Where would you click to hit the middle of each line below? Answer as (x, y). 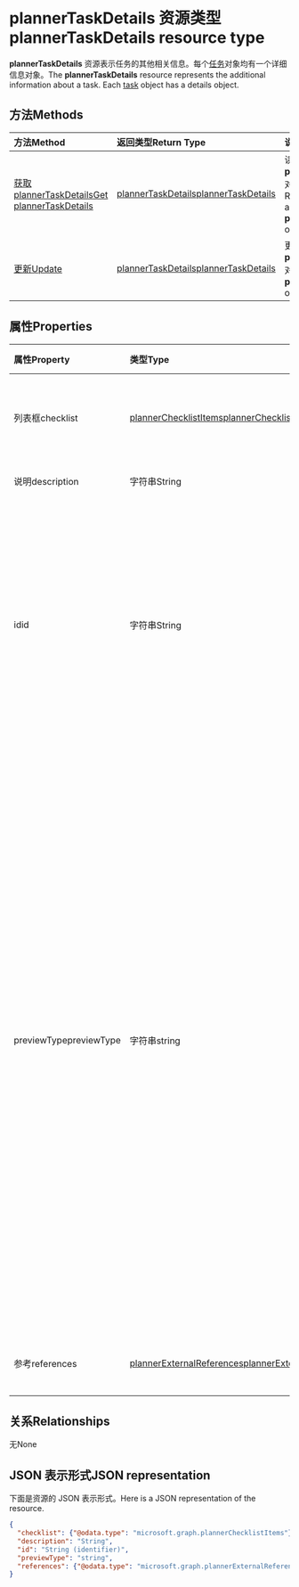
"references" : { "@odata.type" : (75, 1566)
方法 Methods (46, 115)
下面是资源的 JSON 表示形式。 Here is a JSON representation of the (133, 1499)
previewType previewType (68, 1040)
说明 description (46, 481)
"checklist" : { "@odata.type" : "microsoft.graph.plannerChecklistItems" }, (157, 1534)
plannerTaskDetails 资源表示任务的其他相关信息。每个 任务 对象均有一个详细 (148, 63)
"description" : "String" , (65, 1541)
